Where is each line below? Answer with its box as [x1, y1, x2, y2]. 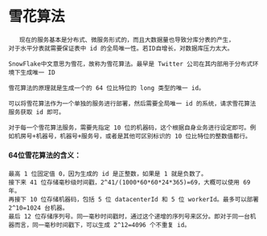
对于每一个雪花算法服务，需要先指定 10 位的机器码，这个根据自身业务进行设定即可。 [8, 124, 251, 132]
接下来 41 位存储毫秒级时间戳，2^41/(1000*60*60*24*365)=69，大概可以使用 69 [8, 178, 251, 187]
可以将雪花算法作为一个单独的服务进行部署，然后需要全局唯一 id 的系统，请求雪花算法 [8, 100, 257, 108]
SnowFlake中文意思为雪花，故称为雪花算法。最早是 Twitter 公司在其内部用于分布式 [8, 59, 253, 68]
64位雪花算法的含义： [8, 150, 82, 160]
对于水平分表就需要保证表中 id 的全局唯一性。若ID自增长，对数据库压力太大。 [8, 44, 234, 52]
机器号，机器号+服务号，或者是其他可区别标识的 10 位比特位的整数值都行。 [35, 132, 252, 140]
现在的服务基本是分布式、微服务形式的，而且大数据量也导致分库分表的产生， [18, 35, 235, 44]
